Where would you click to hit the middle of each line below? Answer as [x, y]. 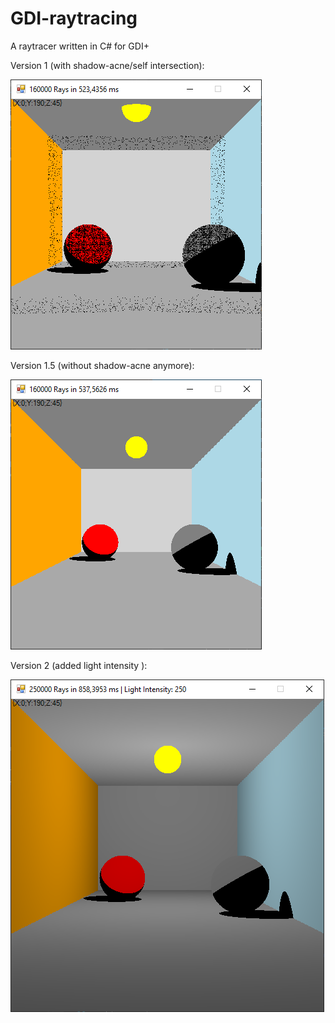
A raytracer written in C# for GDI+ [80, 46]
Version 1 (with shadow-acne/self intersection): [107, 65]
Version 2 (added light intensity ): [79, 665]
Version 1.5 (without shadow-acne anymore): [102, 365]
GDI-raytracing [74, 18]
